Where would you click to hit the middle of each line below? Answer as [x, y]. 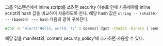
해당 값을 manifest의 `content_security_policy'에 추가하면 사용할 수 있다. [75, 38]
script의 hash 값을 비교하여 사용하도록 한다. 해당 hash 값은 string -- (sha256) [81, 13]
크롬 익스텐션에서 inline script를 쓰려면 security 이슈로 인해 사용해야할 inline [78, 7]
